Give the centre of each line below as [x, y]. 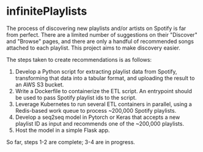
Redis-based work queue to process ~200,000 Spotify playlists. [96, 110]
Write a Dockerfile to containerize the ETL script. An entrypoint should [104, 91]
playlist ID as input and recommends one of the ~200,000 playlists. [100, 123]
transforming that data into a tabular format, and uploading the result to [105, 78]
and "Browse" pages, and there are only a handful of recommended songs [100, 41]
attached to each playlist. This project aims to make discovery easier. [93, 48]
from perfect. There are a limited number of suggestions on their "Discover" [102, 34]
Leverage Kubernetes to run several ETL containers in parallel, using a [104, 104]
